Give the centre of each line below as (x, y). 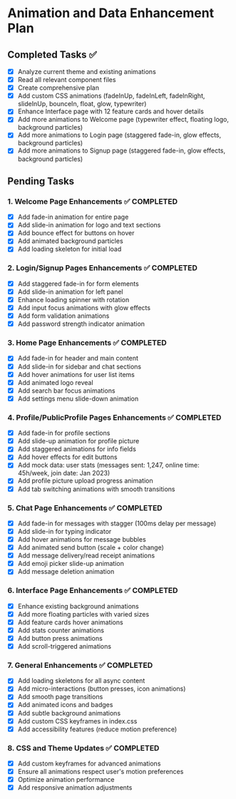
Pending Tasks (41, 181)
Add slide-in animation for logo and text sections (89, 225)
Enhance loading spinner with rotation (73, 299)
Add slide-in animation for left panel (70, 292)
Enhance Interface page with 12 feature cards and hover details (111, 111)
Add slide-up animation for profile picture (78, 441)
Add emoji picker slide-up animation (71, 564)
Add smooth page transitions (60, 697)
